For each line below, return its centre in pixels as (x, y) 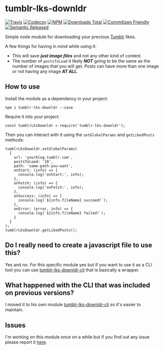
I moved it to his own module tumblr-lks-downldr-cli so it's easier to (73, 304)
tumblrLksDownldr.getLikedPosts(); (41, 230)
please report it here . (26, 342)
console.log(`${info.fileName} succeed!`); (63, 200)
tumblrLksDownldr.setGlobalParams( (41, 149)
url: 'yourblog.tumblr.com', (43, 157)
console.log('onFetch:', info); (51, 187)
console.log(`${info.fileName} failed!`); (62, 213)
